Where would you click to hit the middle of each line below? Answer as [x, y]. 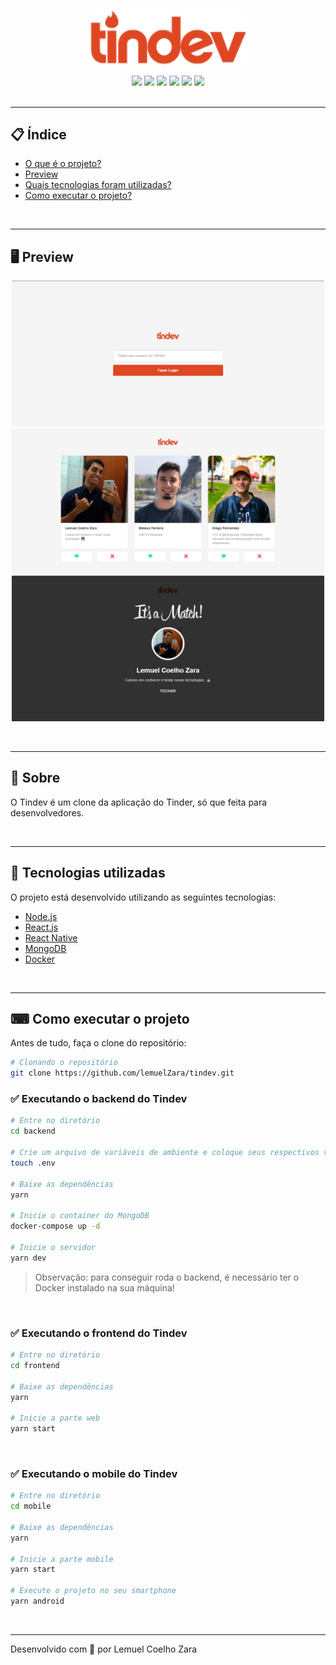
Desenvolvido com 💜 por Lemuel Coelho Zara [104, 1649]
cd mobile [31, 1506]
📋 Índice [38, 135]
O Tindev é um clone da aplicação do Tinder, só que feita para [139, 802]
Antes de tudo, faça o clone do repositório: [98, 1043]
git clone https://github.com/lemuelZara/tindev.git [122, 1073]
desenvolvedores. [47, 812]
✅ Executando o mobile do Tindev [94, 1473]
